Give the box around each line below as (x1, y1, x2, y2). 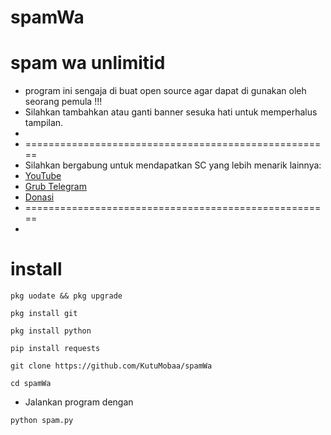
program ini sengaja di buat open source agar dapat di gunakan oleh (24, 85, 307, 97)
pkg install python (10, 326, 92, 336)
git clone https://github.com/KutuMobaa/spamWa (10, 361, 213, 371)
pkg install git (10, 309, 78, 319)
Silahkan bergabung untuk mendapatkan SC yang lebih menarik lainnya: (24, 159, 322, 171)
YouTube (24, 170, 62, 182)
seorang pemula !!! (24, 96, 103, 108)
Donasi (24, 191, 55, 203)
